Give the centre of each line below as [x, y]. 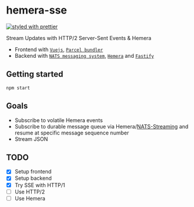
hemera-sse [37, 10]
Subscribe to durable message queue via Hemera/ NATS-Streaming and [101, 126]
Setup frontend [33, 172]
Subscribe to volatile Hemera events [59, 120]
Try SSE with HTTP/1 [40, 185]
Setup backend [33, 178]
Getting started [35, 74]
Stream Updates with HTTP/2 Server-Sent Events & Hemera [79, 38]
